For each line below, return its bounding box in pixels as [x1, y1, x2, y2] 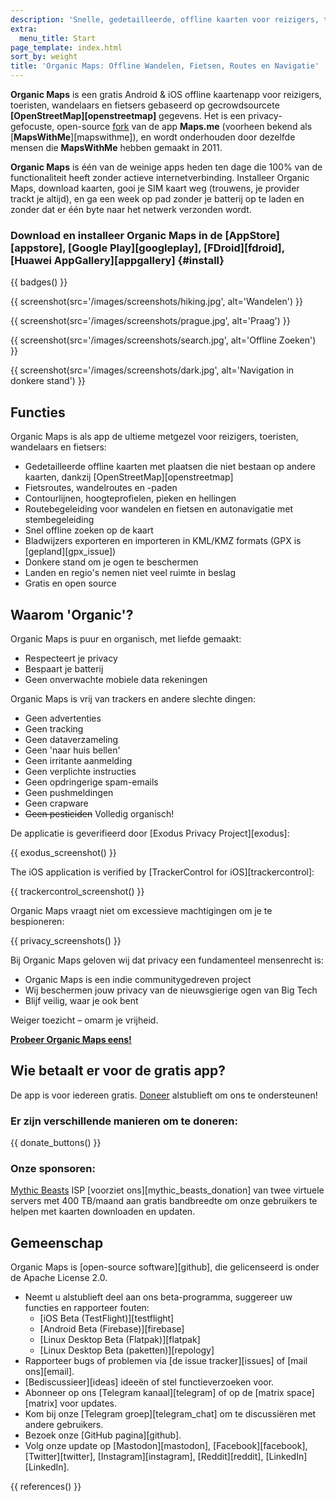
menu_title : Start [19, 33, 97, 43]
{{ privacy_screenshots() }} [10, 934, 122, 946]
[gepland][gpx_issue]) [24, 546, 117, 558]
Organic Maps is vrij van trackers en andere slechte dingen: [10, 692, 257, 705]
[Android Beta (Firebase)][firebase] [39, 1323, 185, 1335]
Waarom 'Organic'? [10, 606, 134, 623]
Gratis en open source [24, 577, 117, 590]
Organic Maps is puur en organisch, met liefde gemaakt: [10, 632, 242, 645]
